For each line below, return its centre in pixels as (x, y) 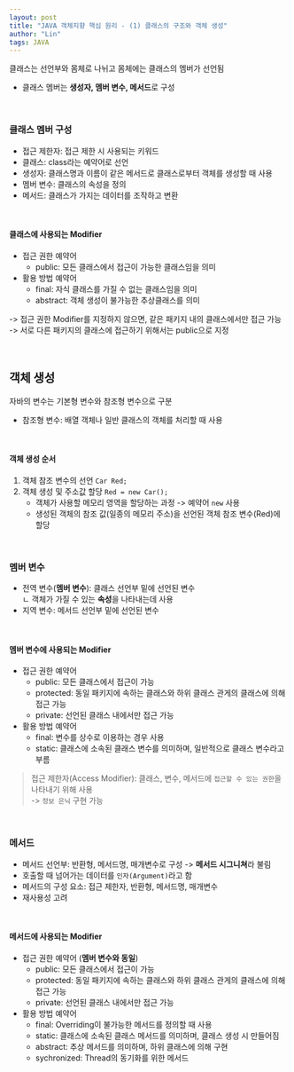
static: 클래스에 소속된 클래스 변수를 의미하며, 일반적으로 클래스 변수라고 (160, 749)
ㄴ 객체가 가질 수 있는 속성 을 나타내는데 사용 (98, 599)
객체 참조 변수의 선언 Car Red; (74, 480)
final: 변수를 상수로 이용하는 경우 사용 (100, 737)
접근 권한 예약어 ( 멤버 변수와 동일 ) (80, 958)
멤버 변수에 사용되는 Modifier (60, 650)
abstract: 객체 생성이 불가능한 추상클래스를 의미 (118, 300)
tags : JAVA (29, 42)
